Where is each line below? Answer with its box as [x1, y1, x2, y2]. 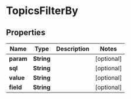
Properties [6, 28, 46, 37]
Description [56, 45, 89, 53]
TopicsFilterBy [6, 4, 78, 18]
